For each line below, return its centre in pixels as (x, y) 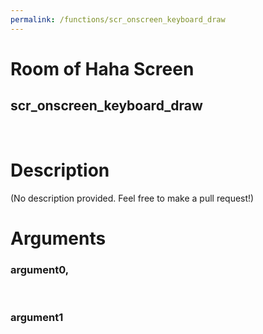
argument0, (40, 269)
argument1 (37, 317)
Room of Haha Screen (102, 68)
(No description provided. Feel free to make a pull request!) (132, 198)
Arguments (58, 238)
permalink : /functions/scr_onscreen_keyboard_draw (118, 19)
